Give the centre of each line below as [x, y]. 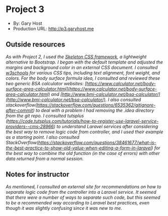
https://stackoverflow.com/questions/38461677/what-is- [97, 142]
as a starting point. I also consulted [43, 137]
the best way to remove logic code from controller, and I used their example [85, 132]
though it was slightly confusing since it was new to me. [64, 208]
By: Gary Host [27, 23]
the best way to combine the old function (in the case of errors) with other [83, 153]
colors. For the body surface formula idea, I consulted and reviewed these [83, 78]
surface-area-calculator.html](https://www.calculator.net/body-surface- [81, 89]
